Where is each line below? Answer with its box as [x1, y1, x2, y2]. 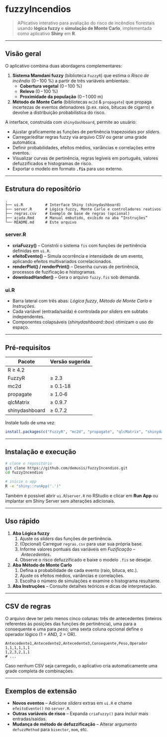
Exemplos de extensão [5, 687, 77, 696]
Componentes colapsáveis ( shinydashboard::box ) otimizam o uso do [12, 319, 154, 325]
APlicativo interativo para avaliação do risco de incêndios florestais [17, 20, 155, 26]
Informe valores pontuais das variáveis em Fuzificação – [19, 546, 136, 552]
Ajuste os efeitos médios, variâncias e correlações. [19, 572, 124, 578]
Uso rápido [5, 517, 40, 526]
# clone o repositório [5, 461, 52, 466]
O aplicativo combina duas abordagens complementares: [5, 63, 122, 69]
